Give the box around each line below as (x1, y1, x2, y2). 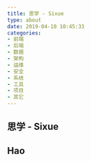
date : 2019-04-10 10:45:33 (7, 23, 85, 30)
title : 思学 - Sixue (7, 10, 64, 17)
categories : (7, 29, 41, 37)
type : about (7, 17, 41, 23)
